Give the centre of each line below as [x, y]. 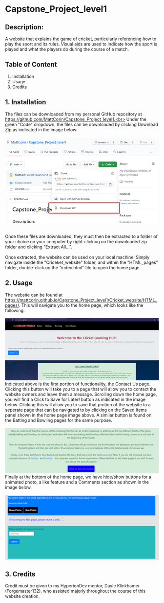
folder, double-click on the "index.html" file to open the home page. [73, 267]
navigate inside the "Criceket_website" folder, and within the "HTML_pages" [82, 262]
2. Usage [19, 283]
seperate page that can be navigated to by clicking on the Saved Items [76, 410]
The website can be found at [34, 295]
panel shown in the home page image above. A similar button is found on [78, 415]
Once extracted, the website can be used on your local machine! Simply [77, 257]
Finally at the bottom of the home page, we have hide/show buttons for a [78, 477]
